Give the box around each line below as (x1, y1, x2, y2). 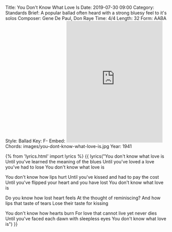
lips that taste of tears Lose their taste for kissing (5, 200, 109, 206)
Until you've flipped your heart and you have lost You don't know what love (5, 179, 164, 185)
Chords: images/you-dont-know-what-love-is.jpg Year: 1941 (5, 143, 132, 149)
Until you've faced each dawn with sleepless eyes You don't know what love (5, 216, 166, 222)
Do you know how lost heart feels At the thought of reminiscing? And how (5, 195, 161, 201)
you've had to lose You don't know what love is (5, 164, 105, 170)
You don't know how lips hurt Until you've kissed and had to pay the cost (5, 174, 159, 180)
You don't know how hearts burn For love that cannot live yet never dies (5, 210, 157, 216)
